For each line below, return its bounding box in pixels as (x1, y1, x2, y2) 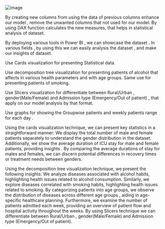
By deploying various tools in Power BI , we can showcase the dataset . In (5, 40, 155, 46)
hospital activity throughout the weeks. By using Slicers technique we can (5, 208, 156, 214)
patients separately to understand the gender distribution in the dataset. (5, 135, 152, 141)
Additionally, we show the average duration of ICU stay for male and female (5, 140, 159, 146)
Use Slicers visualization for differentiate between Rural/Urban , (5, 90, 135, 95)
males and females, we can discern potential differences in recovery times (5, 151, 157, 157)
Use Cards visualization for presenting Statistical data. (5, 60, 116, 65)
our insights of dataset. (5, 50, 52, 56)
